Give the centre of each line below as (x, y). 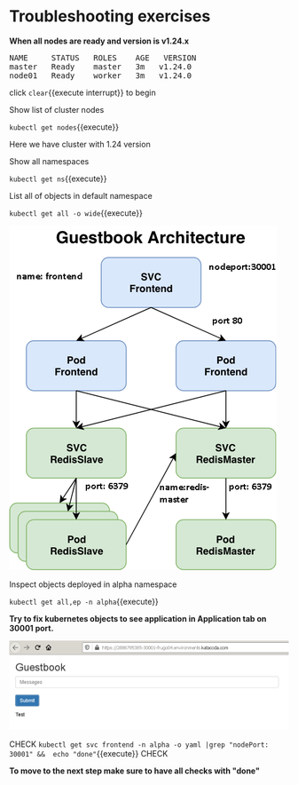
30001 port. (31, 628)
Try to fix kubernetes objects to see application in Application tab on (138, 618)
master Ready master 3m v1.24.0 (101, 67)
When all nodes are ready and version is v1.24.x (99, 41)
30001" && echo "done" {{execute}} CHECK (89, 754)
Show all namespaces (49, 161)
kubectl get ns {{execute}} (59, 178)
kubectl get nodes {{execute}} (64, 127)
